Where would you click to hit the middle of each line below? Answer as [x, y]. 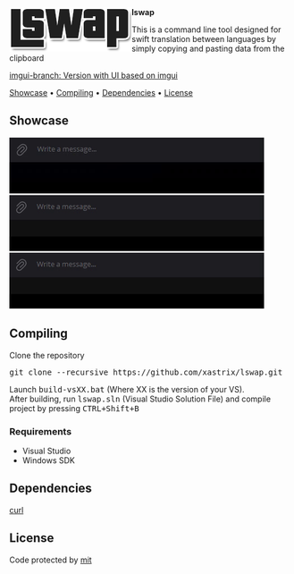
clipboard [27, 58]
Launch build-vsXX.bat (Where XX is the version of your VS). [127, 389]
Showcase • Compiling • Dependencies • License [101, 93]
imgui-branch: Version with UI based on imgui [94, 75]
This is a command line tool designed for [206, 30]
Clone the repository [47, 355]
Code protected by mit [50, 560]
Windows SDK [49, 460]
